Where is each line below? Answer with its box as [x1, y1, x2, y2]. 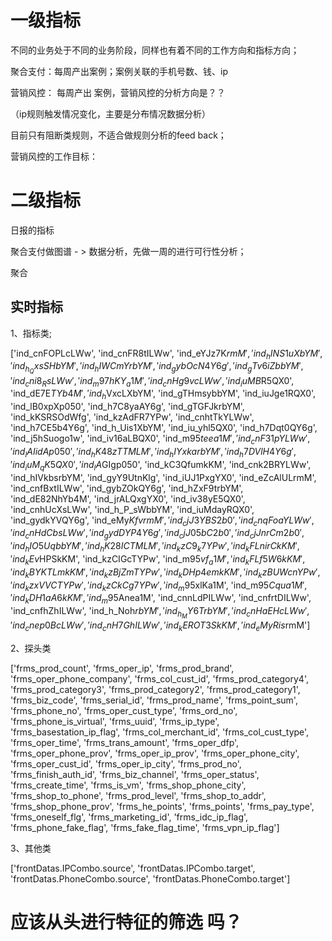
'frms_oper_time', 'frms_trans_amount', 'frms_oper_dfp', [10, 737, 240, 749]
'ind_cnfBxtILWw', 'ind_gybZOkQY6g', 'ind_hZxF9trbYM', [10, 482, 244, 494]
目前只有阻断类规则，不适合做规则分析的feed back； [10, 129, 227, 141]
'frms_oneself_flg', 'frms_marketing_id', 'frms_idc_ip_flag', [10, 811, 249, 823]
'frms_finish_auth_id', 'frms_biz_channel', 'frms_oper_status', [10, 769, 260, 781]
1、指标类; [10, 327, 52, 339]
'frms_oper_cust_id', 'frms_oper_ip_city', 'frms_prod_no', [10, 758, 242, 770]
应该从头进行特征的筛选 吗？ [10, 911, 243, 934]
